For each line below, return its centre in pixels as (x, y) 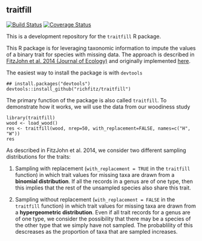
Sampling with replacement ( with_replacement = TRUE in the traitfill (103, 168)
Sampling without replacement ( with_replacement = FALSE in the (95, 199)
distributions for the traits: (38, 156)
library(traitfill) (31, 117)
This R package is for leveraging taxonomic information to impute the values (101, 48)
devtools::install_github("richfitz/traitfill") (69, 89)
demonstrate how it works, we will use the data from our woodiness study (98, 107)
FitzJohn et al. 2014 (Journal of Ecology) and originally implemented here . (99, 61)
